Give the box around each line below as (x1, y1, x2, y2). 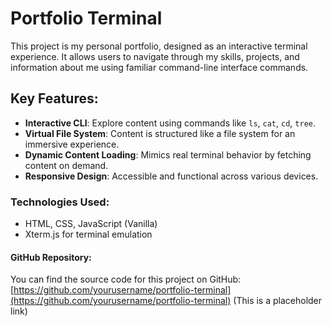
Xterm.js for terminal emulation (24, 228, 153, 241)
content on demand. (24, 159, 109, 171)
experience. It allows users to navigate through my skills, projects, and (10, 50, 300, 62)
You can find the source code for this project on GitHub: (10, 273, 242, 286)
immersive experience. (24, 138, 120, 150)
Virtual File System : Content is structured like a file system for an (24, 127, 296, 139)
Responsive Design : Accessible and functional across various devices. (24, 170, 319, 182)
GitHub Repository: (10, 251, 92, 263)
